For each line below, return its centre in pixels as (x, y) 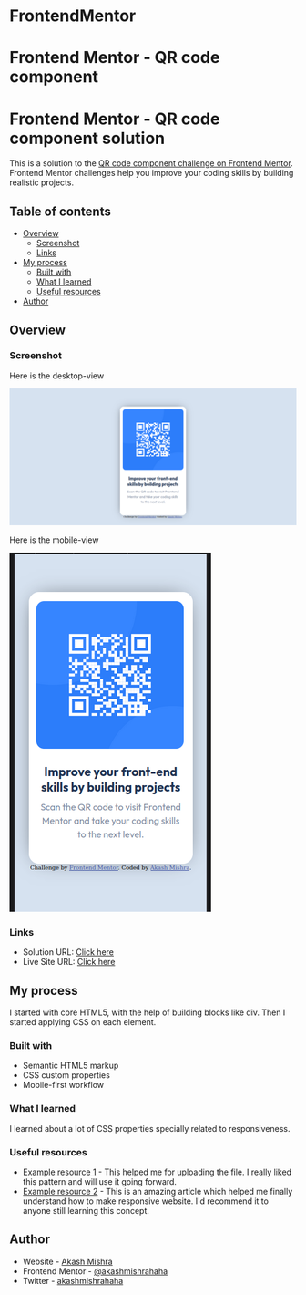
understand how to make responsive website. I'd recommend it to (145, 1201)
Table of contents (60, 211)
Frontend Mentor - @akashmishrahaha (95, 1271)
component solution (87, 138)
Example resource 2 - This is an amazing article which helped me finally (158, 1191)
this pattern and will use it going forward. (100, 1181)
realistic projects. (42, 182)
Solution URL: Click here (68, 952)
